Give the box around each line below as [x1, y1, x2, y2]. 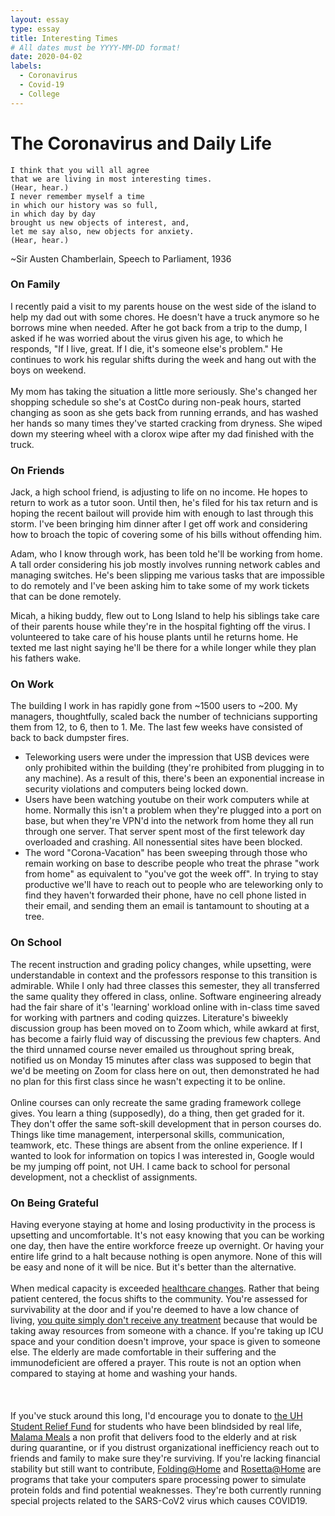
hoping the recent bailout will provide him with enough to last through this [10, 507, 314, 520]
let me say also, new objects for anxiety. [10, 226, 195, 236]
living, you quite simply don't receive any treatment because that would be [10, 1314, 318, 1326]
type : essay [10, 24, 60, 34]
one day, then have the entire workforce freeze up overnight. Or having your [10, 1240, 325, 1252]
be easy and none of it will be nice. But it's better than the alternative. [10, 1261, 297, 1273]
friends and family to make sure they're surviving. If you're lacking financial [10, 1452, 321, 1465]
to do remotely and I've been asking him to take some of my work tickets [10, 580, 310, 592]
